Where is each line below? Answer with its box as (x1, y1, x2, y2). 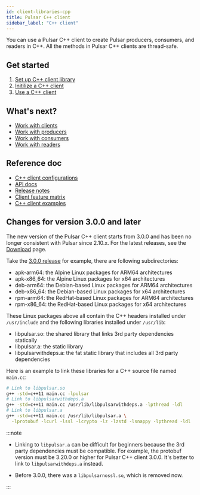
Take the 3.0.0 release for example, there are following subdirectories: (6, 257, 179, 264)
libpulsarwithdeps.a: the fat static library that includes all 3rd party (14, 349, 179, 356)
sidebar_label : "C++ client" (6, 20, 79, 26)
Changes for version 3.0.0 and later (6, 217, 141, 227)
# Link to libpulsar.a (6, 408, 63, 414)
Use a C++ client (14, 89, 57, 96)
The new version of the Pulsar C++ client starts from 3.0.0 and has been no (6, 233, 192, 240)
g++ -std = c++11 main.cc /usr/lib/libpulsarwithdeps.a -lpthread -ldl (6, 402, 183, 408)
